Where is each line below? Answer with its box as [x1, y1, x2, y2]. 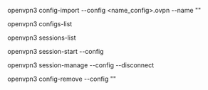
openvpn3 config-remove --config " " [7, 74, 116, 83]
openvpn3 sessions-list [7, 33, 76, 42]
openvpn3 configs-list [7, 20, 73, 28]
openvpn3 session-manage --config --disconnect [7, 61, 155, 69]
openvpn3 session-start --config [7, 47, 104, 55]
